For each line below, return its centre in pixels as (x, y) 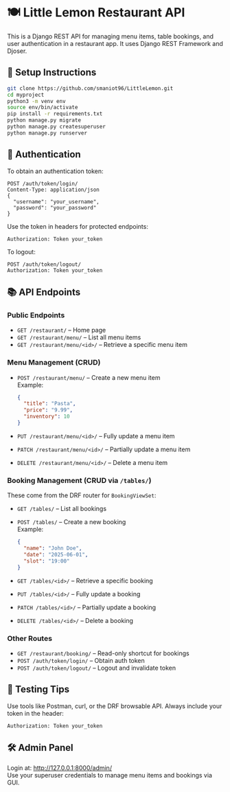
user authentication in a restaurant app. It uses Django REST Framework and (115, 43)
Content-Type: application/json (53, 190)
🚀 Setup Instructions (52, 72)
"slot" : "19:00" (47, 561)
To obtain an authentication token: (56, 171)
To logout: (21, 251)
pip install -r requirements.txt (55, 114)
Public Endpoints (36, 315)
